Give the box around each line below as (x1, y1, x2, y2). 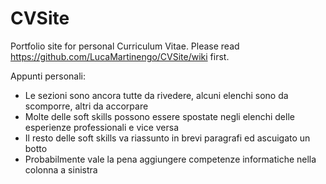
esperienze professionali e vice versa (24, 121, 180, 133)
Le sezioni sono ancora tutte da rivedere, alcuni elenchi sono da (24, 89, 289, 101)
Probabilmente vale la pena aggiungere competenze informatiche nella (24, 153, 317, 165)
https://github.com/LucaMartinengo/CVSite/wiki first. (10, 50, 230, 62)
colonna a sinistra (24, 163, 98, 176)
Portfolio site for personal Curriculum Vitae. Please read (10, 40, 240, 52)
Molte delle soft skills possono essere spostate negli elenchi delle (24, 110, 295, 122)
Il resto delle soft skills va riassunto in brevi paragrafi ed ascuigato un (24, 132, 311, 144)
